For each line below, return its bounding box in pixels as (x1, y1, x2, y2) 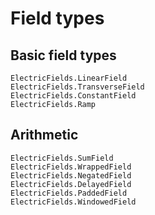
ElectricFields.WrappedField (10, 162, 132, 172)
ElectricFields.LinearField (10, 73, 128, 83)
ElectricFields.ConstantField (10, 91, 137, 101)
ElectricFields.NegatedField (10, 170, 132, 181)
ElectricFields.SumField (10, 153, 114, 163)
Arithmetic (10, 127, 79, 144)
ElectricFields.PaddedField (10, 188, 128, 198)
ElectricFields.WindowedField (10, 197, 137, 207)
